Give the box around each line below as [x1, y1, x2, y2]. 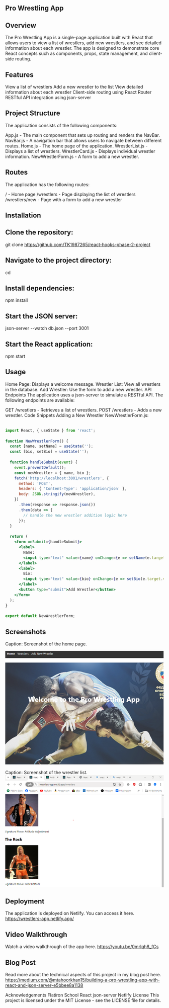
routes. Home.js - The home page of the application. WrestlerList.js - [5, 143, 148, 149]
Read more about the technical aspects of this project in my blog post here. [5, 972, 161, 978]
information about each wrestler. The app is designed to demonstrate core [5, 45, 159, 51]
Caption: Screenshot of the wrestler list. [5, 770, 88, 776]
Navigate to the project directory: [5, 256, 112, 265]
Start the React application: [5, 340, 93, 349]
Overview [5, 21, 37, 30]
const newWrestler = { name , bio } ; [14, 470, 92, 475]
